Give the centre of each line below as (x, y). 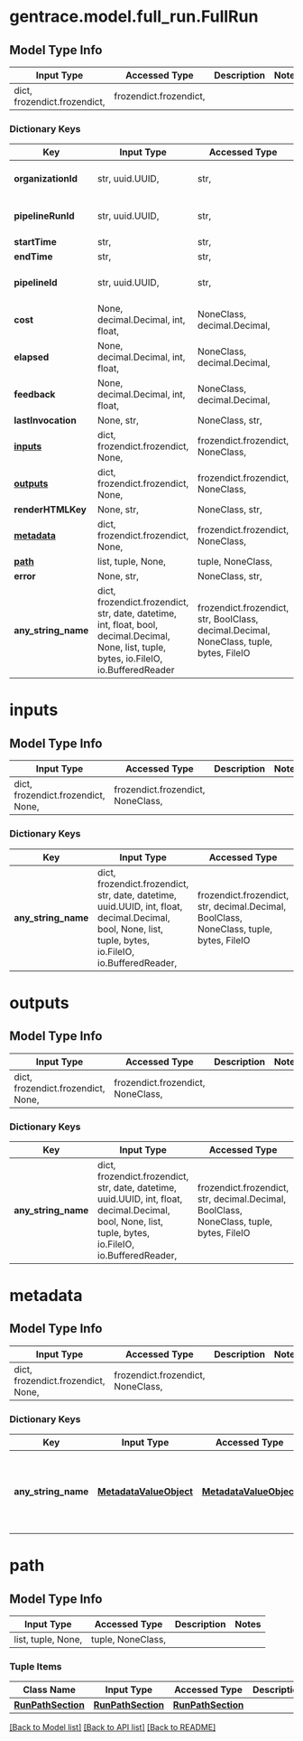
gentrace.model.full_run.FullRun (134, 17)
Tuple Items (36, 1667)
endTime (33, 257)
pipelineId (36, 283)
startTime (35, 242)
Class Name (49, 1690)
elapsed (32, 357)
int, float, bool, (128, 625)
